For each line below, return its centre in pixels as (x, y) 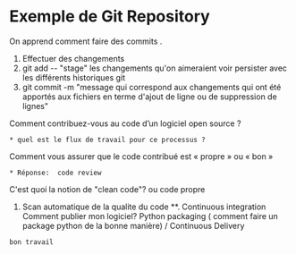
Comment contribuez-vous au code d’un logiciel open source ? (125, 123)
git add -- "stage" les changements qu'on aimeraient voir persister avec (155, 68)
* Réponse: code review (55, 173)
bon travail (31, 242)
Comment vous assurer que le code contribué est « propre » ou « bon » (141, 156)
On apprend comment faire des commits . (86, 41)
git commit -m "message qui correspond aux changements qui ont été (152, 87)
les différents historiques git (74, 77)
